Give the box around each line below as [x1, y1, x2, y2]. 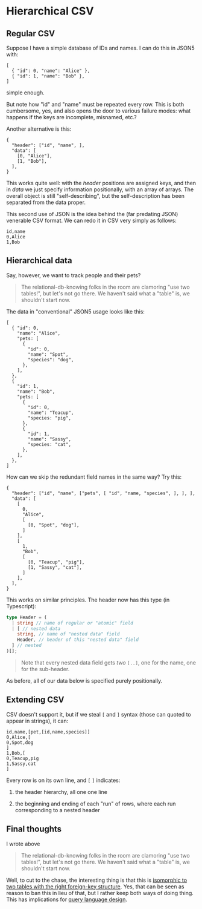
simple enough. [6, 89, 45, 96]
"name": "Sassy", [28, 436, 71, 442]
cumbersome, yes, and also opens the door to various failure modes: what [6, 107, 191, 114]
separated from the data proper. [6, 199, 86, 206]
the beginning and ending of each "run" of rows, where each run [14, 800, 176, 807]
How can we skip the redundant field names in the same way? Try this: [6, 473, 182, 481]
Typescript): [6, 602, 37, 609]
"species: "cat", [28, 441, 71, 447]
